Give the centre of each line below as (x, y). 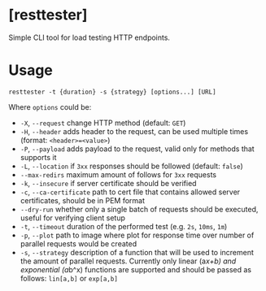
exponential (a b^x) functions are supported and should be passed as (136, 269)
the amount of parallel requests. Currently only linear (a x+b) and (128, 261)
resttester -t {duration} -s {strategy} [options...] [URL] (113, 92)
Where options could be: (50, 106)
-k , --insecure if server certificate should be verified (108, 183)
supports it (38, 157)
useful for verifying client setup (73, 218)
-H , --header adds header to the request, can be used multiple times (134, 131)
